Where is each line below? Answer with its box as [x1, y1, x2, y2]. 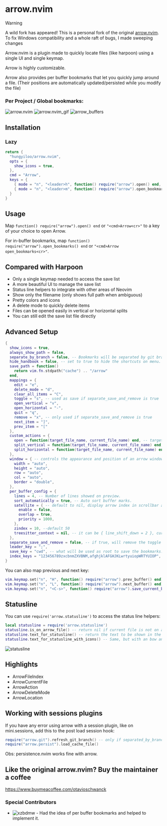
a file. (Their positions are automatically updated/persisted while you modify [5, 80, 161, 86]
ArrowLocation [12, 694, 43, 700]
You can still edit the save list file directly [12, 313, 96, 319]
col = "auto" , [14, 475, 43, 480]
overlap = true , [18, 512, 52, 517]
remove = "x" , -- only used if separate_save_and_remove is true [14, 414, 153, 419]
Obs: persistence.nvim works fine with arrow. [5, 751, 98, 757]
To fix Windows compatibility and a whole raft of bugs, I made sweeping [5, 35, 153, 41]
